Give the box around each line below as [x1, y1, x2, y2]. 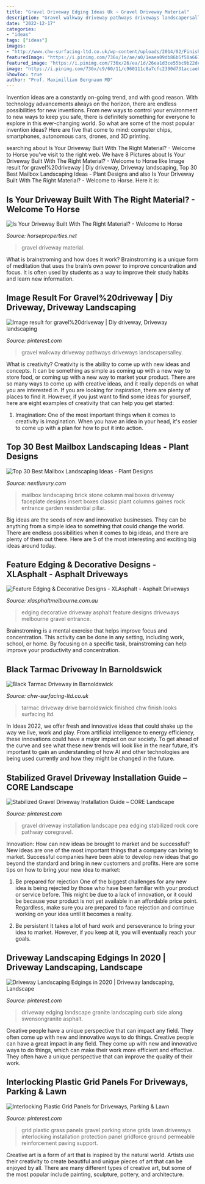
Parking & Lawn [6, 1086, 67, 1097]
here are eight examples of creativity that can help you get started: [6, 399, 174, 406]
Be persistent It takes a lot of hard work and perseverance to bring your [15, 922, 195, 929]
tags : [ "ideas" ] [6, 37, 48, 43]
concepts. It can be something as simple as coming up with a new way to [6, 367, 190, 374]
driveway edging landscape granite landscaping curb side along [21, 1008, 183, 1016]
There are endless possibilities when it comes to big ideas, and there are [6, 529, 189, 536]
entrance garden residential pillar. [21, 504, 106, 511]
